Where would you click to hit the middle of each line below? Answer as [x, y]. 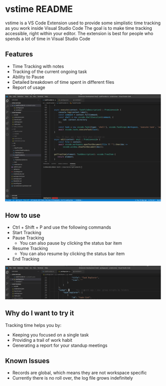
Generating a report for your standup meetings [60, 345]
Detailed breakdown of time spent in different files [63, 82]
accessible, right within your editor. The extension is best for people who [79, 33]
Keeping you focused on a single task [50, 335]
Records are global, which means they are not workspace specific [80, 373]
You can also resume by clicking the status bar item [72, 254]
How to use [23, 215]
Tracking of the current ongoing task [50, 71]
